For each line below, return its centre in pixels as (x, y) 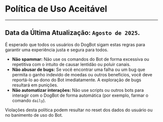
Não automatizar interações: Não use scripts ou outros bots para (78, 90)
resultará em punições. (35, 85)
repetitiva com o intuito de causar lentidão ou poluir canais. (71, 64)
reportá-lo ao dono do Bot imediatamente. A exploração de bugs (77, 80)
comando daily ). (29, 100)
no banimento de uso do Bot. (34, 115)
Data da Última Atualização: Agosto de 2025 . (73, 33)
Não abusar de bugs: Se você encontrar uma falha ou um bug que (79, 70)
